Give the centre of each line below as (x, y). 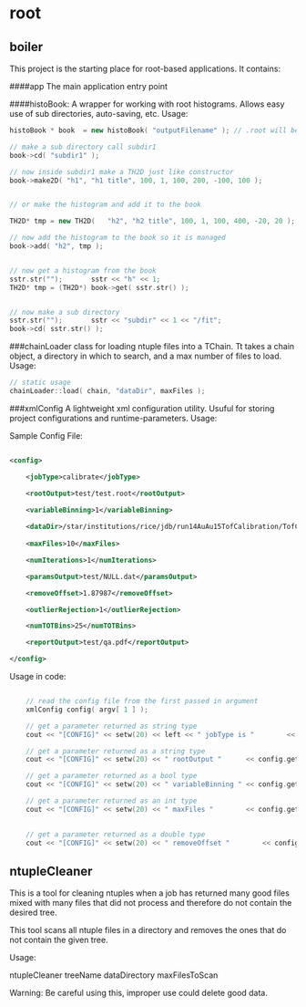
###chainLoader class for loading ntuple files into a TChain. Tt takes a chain (152, 347)
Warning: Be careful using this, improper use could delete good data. (139, 993)
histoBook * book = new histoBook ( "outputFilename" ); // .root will (148, 130)
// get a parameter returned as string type (112, 726)
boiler (26, 47)
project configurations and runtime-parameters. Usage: (113, 418)
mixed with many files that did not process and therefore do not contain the (151, 903)
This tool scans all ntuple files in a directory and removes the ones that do (148, 930)
